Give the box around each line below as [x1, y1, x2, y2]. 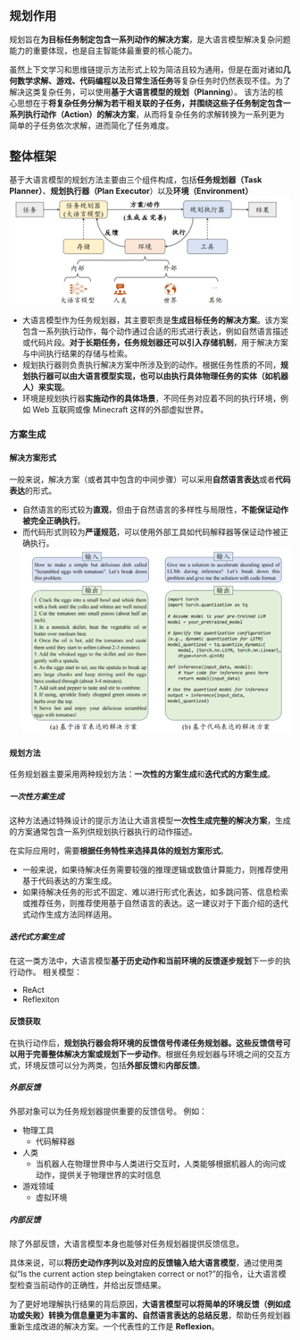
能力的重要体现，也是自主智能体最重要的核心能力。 [9, 45, 197, 55]
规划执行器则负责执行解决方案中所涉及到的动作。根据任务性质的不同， [21, 359, 281, 369]
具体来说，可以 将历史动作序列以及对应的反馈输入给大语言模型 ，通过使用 [9, 1258, 275, 1268]
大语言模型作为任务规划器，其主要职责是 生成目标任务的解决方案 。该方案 [21, 314, 288, 325]
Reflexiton [21, 994, 60, 1005]
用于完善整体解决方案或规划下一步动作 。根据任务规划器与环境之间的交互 [16, 1048, 283, 1059]
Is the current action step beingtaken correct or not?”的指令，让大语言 [21, 1268, 279, 1279]
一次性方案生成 [9, 791, 64, 801]
